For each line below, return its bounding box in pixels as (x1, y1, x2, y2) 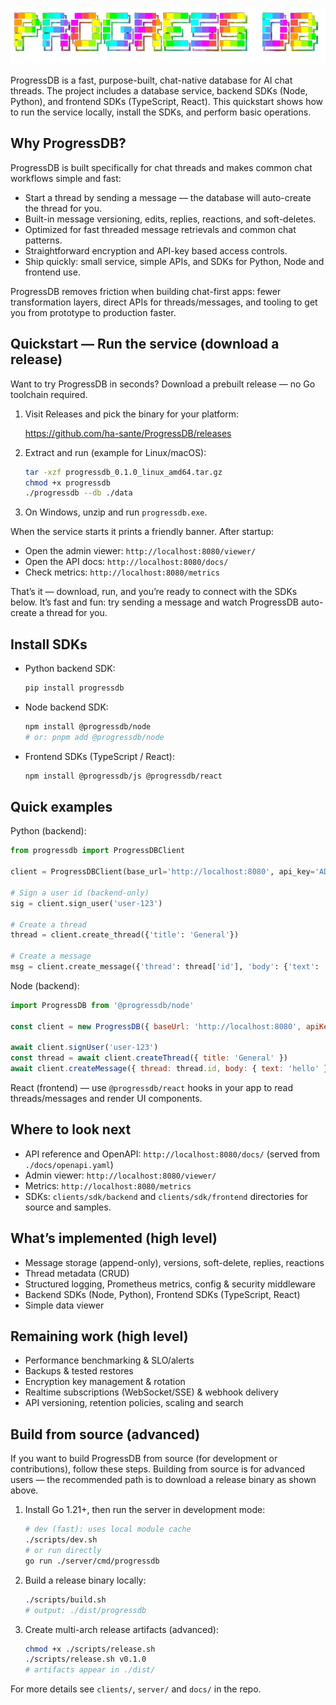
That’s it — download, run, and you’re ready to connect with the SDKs (10, 586, 298, 598)
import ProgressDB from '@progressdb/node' (10, 1000, 195, 1010)
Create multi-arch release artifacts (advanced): (24, 1623, 219, 1635)
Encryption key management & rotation (24, 1376, 186, 1388)
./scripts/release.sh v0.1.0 (24, 1654, 147, 1665)
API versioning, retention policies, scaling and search (24, 1397, 244, 1409)
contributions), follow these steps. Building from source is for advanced (10, 1463, 306, 1475)
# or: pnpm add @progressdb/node (24, 732, 165, 742)
